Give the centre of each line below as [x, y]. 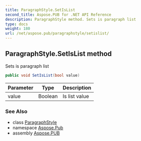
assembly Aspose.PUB [36, 133]
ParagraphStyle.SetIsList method [59, 54]
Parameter [21, 87]
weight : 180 [18, 29]
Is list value [76, 96]
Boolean [48, 96]
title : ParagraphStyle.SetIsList [40, 10]
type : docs [17, 24]
